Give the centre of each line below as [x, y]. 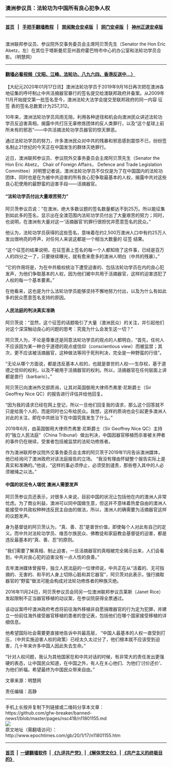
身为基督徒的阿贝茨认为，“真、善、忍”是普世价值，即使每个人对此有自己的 [84, 527]
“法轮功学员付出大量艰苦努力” [37, 196]
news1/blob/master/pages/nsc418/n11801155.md [56, 719]
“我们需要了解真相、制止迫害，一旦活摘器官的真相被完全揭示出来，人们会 [83, 551]
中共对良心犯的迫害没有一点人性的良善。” [57, 557]
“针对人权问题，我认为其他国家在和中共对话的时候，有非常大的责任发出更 [83, 657]
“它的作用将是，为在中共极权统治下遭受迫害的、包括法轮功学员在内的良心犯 [85, 267]
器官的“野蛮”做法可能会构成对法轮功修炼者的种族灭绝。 [63, 581]
